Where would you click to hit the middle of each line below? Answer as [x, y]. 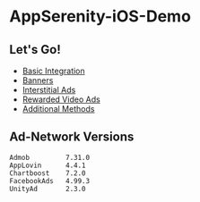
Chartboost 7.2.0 [48, 173]
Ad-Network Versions [72, 137]
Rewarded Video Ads [61, 99]
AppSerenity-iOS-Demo [100, 17]
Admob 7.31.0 [50, 157]
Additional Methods [58, 109]
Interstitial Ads [49, 90]
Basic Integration [53, 71]
